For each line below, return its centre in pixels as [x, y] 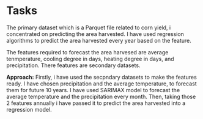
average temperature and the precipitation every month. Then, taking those [101, 96]
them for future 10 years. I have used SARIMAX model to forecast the [93, 90]
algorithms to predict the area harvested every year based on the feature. [99, 40]
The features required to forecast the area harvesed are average [87, 52]
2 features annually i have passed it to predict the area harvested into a [96, 103]
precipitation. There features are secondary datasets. [73, 65]
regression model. [29, 109]
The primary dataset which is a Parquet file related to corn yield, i [89, 27]
